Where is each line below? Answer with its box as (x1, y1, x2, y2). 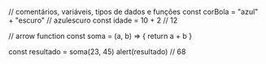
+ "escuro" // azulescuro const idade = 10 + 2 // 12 (8, 15, 178, 25)
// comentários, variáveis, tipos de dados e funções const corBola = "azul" (8, 7, 259, 16)
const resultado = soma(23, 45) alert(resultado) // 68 (8, 47, 186, 56)
